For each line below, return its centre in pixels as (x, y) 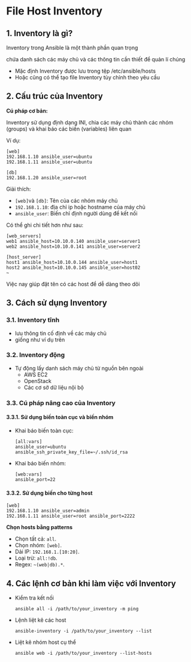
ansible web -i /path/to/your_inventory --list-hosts (83, 653)
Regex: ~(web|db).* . (40, 565)
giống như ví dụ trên (40, 339)
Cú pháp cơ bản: (27, 111)
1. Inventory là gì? (40, 33)
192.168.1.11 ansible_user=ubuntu (49, 162)
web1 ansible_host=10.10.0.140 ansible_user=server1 (73, 241)
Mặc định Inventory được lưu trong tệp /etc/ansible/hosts (85, 71)
